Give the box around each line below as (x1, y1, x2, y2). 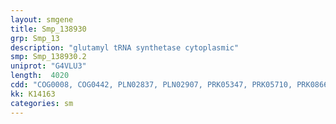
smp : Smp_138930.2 (10, 52, 87, 62)
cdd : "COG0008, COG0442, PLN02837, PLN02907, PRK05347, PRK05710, (10, 80, 293, 90)
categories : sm (10, 98, 74, 108)
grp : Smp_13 (10, 33, 60, 43)
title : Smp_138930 (10, 24, 87, 34)
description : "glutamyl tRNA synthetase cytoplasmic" (10, 42, 240, 53)
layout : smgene (10, 14, 74, 25)
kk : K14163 (10, 89, 56, 99)
